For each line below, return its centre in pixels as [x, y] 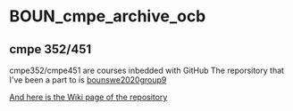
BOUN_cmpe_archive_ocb [108, 16]
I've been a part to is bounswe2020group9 [88, 80]
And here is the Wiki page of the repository [88, 97]
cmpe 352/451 [50, 49]
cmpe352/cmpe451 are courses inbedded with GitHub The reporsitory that [146, 70]
